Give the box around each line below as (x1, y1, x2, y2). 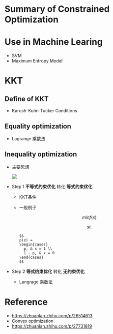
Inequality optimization (4, 150, 77, 158)
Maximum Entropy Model (11, 58, 63, 64)
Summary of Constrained (4, 3, 110, 15)
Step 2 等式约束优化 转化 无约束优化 (11, 268, 85, 274)
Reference (4, 296, 48, 307)
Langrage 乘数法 (19, 279, 53, 285)
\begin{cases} (19, 242, 48, 247)
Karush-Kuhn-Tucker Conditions (11, 108, 77, 114)
